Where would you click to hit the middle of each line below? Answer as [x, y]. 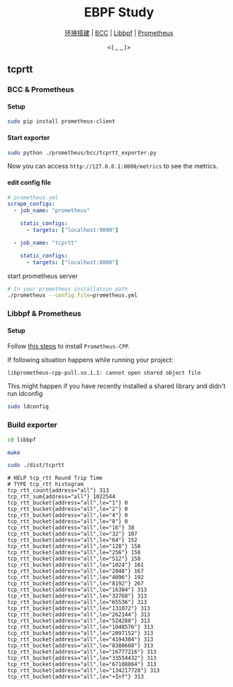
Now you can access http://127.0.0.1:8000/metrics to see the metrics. [113, 166]
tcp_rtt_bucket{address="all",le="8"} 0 [68, 522]
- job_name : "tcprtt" [46, 243]
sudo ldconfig [28, 407]
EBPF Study [119, 12]
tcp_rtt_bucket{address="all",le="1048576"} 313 [80, 627]
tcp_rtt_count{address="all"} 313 [58, 490]
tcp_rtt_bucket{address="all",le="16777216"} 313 [82, 652]
